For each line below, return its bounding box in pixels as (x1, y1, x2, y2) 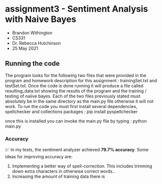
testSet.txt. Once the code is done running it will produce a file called (5, 83, 144, 89)
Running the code (5, 59, 60, 68)
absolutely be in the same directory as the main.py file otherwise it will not (5, 98, 154, 104)
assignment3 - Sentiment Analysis (5, 3, 148, 15)
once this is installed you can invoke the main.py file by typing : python (5, 118, 147, 124)
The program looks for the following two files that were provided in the (5, 72, 146, 78)
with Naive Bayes (5, 14, 76, 25)
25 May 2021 (12, 45, 38, 51)
